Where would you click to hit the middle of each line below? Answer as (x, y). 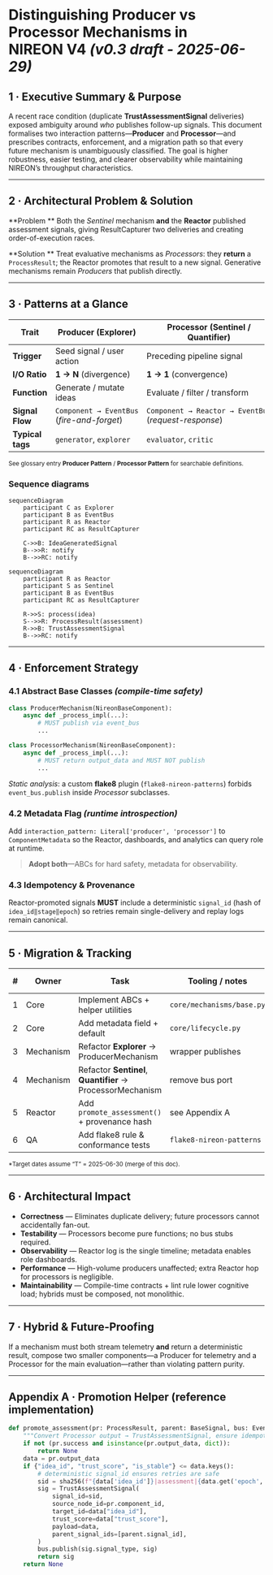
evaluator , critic (180, 439)
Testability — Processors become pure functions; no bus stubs (127, 1233)
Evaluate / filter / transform (197, 392)
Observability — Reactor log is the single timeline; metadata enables (136, 1250)
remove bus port (201, 1080)
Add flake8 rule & (111, 1135)
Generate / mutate (90, 387)
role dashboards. (48, 1259)
